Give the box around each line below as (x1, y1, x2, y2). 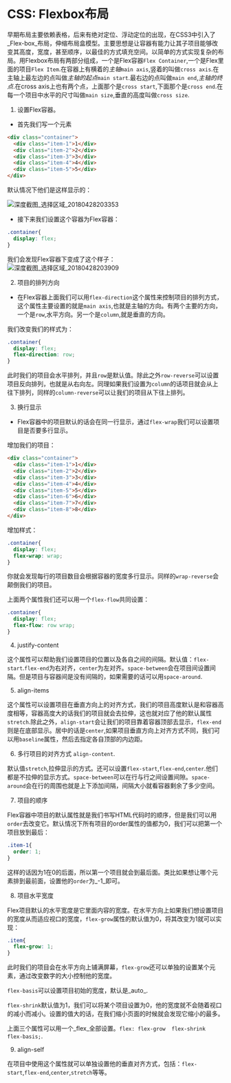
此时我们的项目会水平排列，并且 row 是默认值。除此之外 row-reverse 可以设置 (7, 371, 219, 379)
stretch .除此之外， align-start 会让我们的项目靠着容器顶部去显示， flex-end (7, 717, 222, 726)
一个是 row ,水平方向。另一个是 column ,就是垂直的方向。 (16, 310, 170, 318)
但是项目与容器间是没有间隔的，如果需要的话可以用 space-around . (19, 672, 203, 680)
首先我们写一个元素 (16, 120, 72, 128)
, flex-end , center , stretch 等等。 (22, 1069, 111, 1077)
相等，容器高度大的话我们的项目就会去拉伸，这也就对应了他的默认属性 (12, 708, 212, 717)
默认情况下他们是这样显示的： (7, 186, 91, 194)
